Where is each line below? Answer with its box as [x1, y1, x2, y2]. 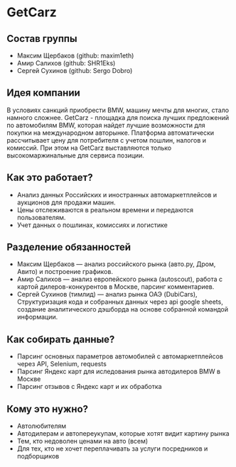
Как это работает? [6, 172, 93, 184]
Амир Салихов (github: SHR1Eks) [16, 59, 116, 67]
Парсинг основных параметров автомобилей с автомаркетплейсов [16, 352, 223, 361]
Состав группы [6, 33, 77, 45]
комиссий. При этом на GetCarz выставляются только [6, 143, 172, 152]
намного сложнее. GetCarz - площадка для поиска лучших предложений [6, 113, 230, 121]
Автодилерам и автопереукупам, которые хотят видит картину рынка [16, 429, 230, 438]
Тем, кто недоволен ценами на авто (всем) [16, 437, 149, 446]
